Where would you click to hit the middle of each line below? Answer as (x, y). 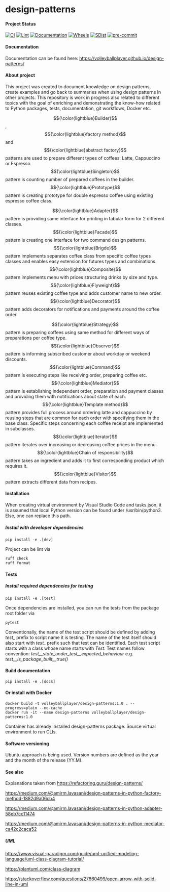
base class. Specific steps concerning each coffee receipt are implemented (84, 423)
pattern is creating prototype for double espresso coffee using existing (79, 195)
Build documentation (28, 671)
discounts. (16, 359)
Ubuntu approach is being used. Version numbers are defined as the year (82, 755)
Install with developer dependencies (44, 527)
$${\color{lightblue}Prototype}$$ (85, 187)
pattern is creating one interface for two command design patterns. (76, 240)
